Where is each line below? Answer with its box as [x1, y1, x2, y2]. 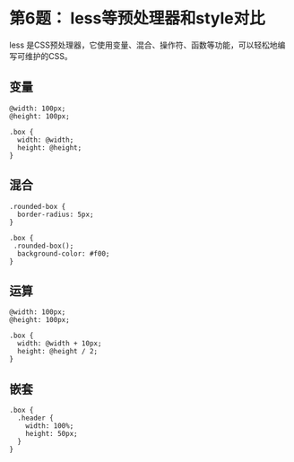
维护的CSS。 [24, 50, 73, 61]
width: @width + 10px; [17, 339, 102, 348]
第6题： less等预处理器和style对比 [9, 8, 266, 29]
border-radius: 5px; [17, 210, 94, 219]
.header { [17, 414, 54, 423]
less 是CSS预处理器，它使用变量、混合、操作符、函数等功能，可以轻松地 [9, 39, 278, 50]
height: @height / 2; [17, 347, 99, 356]
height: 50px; [25, 430, 78, 439]
